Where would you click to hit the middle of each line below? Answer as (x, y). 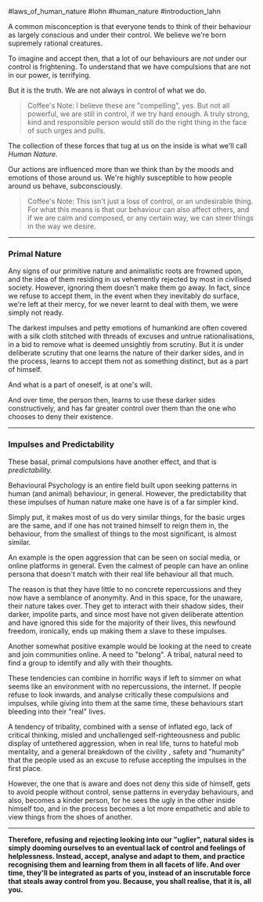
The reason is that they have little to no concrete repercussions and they (125, 589)
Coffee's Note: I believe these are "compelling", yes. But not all (128, 106)
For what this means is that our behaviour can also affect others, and (138, 210)
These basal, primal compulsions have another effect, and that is (112, 462)
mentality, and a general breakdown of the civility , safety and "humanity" (126, 751)
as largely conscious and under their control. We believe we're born (117, 35)
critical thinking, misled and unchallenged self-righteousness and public (124, 735)
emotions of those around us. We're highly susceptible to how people (120, 177)
